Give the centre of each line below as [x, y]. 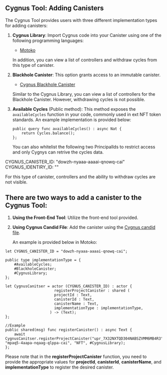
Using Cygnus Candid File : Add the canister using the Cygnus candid [84, 227]
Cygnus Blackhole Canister [47, 84]
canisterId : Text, [74, 299]
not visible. [16, 182]
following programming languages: [48, 40]
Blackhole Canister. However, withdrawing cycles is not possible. [79, 99]
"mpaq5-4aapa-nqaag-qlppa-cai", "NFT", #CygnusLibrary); [65, 343]
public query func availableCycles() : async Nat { [67, 129]
